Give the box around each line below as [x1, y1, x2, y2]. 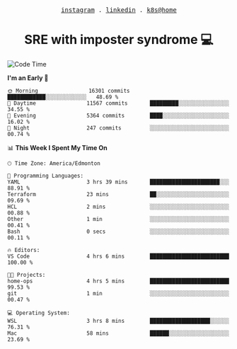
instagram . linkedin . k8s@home [61, 6, 177, 13]
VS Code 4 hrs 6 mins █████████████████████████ [7, 253, 230, 260]
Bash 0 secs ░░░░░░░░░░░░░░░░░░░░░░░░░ [7, 228, 230, 235]
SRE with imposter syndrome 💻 [24, 32, 214, 48]
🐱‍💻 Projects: [7, 271, 46, 278]
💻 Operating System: [7, 309, 71, 316]
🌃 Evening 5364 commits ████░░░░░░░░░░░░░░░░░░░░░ [7, 112, 230, 119]
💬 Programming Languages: [7, 172, 83, 179]
